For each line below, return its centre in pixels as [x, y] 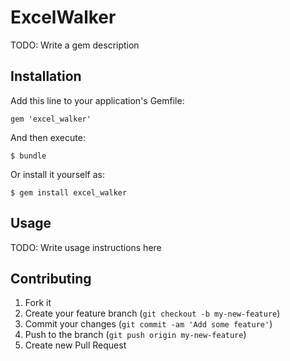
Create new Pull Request [75, 345]
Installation [46, 76]
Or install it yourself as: [57, 174]
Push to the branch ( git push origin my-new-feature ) [135, 335]
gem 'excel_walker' [51, 119]
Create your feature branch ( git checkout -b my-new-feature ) [152, 313]
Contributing [51, 278]
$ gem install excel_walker [69, 192]
